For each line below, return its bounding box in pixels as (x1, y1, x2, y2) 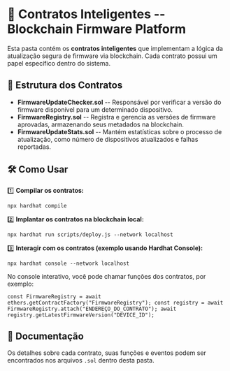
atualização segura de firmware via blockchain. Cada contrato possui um (7, 52, 218, 60)
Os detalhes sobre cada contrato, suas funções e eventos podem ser (7, 349, 206, 357)
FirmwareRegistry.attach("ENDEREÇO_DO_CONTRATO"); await (7, 305, 177, 312)
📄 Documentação (7, 330, 84, 342)
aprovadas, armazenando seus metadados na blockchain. (17, 120, 184, 129)
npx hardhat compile (7, 202, 68, 209)
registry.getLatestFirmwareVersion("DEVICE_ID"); (7, 311, 155, 319)
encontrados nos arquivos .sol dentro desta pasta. (7, 356, 155, 365)
